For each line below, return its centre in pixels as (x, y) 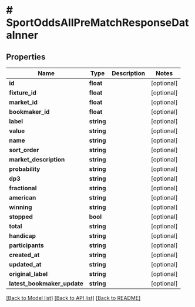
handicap (23, 236)
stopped (21, 217)
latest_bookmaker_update (46, 284)
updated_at (25, 264)
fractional (23, 188)
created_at (24, 255)
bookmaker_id (29, 112)
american (23, 198)
